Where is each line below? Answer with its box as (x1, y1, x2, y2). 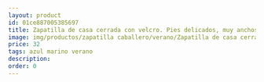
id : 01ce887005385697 (8, 19, 79, 27)
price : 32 (8, 41, 41, 48)
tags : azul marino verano (8, 48, 93, 55)
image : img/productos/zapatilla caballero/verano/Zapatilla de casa (8, 33, 237, 41)
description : (8, 55, 51, 63)
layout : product (8, 11, 61, 20)
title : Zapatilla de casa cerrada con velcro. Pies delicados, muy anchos (8, 26, 258, 34)
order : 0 (8, 62, 37, 70)
